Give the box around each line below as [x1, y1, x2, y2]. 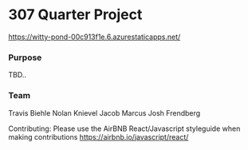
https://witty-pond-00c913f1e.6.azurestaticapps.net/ [8, 32, 181, 41]
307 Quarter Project [8, 6, 143, 24]
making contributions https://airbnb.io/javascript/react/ [8, 132, 189, 141]
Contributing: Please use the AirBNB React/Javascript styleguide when [8, 124, 241, 133]
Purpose [8, 52, 42, 63]
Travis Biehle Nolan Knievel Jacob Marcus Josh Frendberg [8, 108, 201, 117]
